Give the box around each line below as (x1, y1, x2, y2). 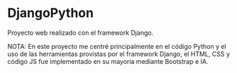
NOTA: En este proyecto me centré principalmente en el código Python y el (7, 42, 227, 50)
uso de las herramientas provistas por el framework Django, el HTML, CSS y (7, 50, 231, 58)
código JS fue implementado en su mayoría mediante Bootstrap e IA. (7, 57, 209, 65)
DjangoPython (7, 5, 94, 21)
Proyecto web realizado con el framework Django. (7, 28, 154, 37)
